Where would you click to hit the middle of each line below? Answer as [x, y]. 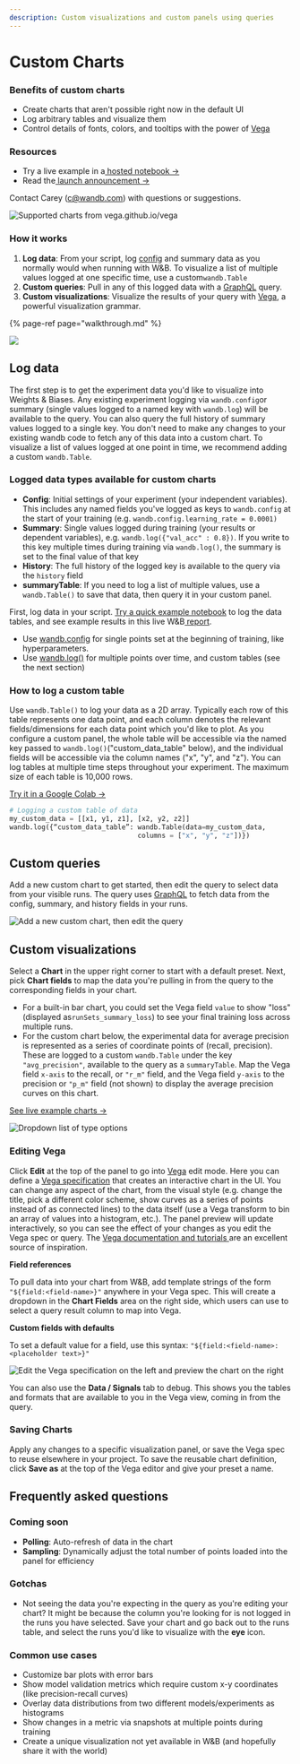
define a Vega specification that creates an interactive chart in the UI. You [146, 1180]
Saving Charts [41, 1430]
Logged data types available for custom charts [113, 480]
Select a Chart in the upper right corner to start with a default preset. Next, [148, 971]
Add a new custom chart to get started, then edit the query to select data [144, 885]
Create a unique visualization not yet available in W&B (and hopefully [149, 1742]
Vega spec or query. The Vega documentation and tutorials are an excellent [149, 1237]
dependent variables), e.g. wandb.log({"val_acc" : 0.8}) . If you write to [155, 537]
